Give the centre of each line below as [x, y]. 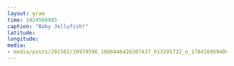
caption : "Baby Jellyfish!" [48, 26]
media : [17, 45]
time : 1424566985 [32, 20]
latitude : [22, 33]
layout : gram [26, 13]
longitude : [23, 39]
